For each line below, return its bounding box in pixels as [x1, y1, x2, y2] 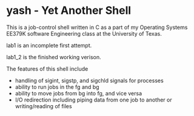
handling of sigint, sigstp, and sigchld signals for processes [15, 77, 164, 84]
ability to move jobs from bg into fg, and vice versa [15, 89, 142, 97]
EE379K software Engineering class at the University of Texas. [6, 30, 162, 37]
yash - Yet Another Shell [6, 4, 132, 18]
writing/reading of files [15, 102, 72, 109]
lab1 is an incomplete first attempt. [6, 42, 92, 49]
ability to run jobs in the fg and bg [15, 83, 99, 91]
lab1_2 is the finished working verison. [6, 53, 101, 60]
